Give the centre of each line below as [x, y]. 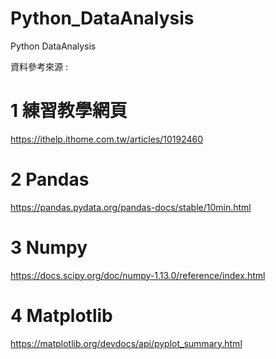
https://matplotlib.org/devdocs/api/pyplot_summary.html [126, 343]
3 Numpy [49, 248]
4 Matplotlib [61, 315]
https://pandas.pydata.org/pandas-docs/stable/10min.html [131, 207]
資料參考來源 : [39, 66]
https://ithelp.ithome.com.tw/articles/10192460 [107, 139]
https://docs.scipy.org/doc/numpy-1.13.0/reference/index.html [138, 275]
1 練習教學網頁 [69, 111]
